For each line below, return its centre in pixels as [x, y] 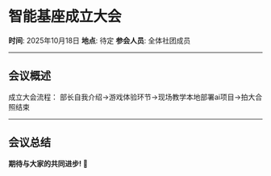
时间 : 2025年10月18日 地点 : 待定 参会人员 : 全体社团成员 [100, 40]
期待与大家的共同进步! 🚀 [48, 163]
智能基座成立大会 [65, 17]
